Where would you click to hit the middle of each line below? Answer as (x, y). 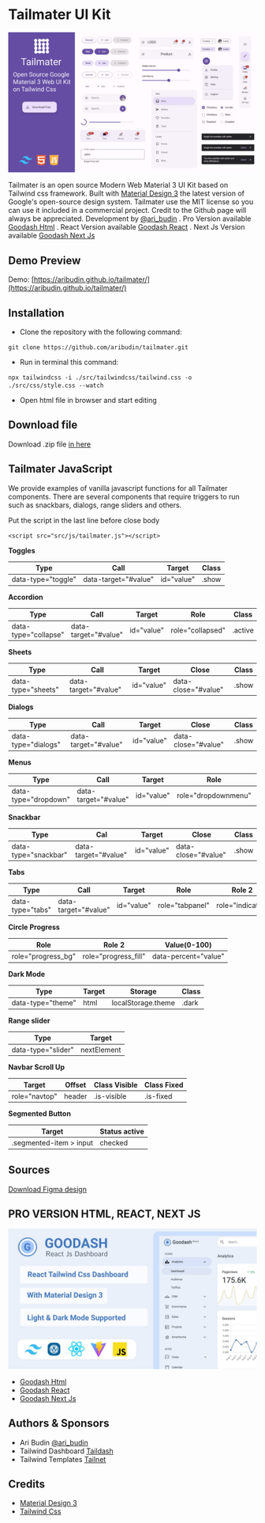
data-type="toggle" (44, 579)
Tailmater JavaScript (60, 469)
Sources (29, 1170)
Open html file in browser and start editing (88, 401)
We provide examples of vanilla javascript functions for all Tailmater (118, 488)
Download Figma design (47, 1189)
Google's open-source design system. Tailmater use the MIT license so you (131, 202)
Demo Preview (45, 260)
